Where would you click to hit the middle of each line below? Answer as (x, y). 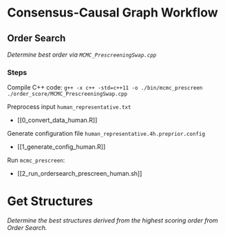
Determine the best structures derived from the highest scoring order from (112, 220)
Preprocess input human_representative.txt (69, 107)
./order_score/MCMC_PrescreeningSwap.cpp (67, 94)
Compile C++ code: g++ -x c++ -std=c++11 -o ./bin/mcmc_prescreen (105, 87)
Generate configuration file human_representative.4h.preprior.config (106, 134)
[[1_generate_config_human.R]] (61, 147)
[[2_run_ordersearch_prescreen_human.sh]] (79, 174)
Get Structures (50, 202)
